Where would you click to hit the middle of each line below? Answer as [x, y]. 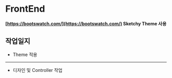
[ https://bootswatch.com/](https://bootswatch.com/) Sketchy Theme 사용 [86, 23]
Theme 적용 [25, 55]
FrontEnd [25, 9]
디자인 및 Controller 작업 [38, 70]
